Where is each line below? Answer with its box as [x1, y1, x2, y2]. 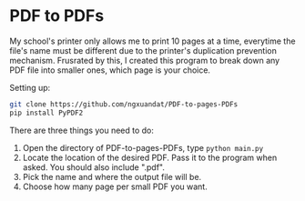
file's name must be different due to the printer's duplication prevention [9, 45, 278, 55]
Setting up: [9, 82, 51, 93]
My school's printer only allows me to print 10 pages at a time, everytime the [9, 35, 296, 46]
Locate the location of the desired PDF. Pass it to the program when [22, 152, 278, 163]
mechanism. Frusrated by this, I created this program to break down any [9, 55, 280, 65]
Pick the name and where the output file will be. [22, 171, 202, 182]
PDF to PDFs [9, 5, 105, 26]
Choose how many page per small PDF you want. [22, 181, 208, 192]
